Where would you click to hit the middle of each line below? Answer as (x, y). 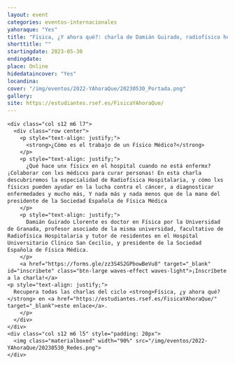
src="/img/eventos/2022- (172, 341)
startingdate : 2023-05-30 (45, 52)
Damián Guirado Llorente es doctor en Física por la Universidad (123, 222)
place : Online (28, 66)
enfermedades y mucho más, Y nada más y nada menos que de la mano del (114, 194)
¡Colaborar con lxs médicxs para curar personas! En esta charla (104, 173)
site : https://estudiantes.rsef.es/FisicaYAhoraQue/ (86, 103)
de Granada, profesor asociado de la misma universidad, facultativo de (115, 229)
